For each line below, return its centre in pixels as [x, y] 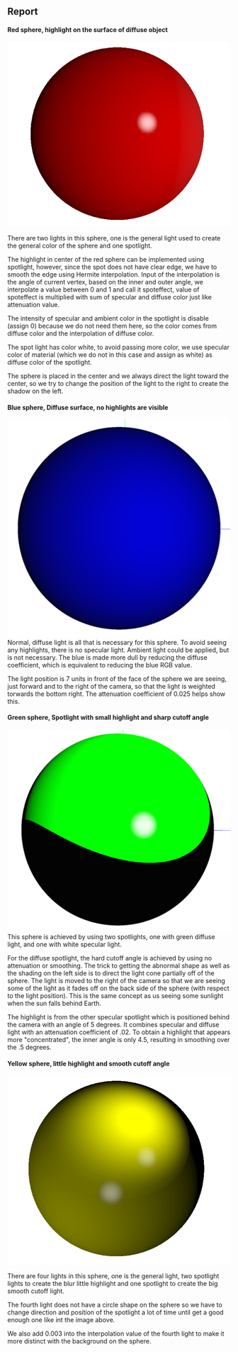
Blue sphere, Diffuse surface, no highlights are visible [88, 407]
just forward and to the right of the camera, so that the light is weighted [112, 686]
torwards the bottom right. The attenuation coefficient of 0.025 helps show [117, 694]
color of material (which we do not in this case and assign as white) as [110, 355]
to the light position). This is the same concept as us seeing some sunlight [115, 996]
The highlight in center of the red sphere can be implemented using [106, 260]
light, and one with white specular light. [65, 944]
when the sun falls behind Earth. [54, 1003]
